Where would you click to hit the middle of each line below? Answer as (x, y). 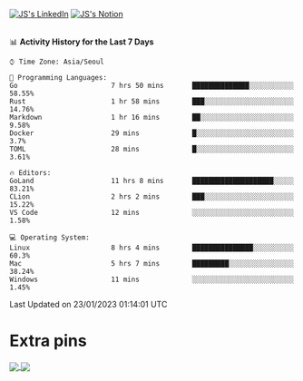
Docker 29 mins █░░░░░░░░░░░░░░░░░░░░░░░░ (152, 133)
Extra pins (49, 341)
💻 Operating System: (50, 238)
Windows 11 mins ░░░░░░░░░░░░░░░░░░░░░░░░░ (152, 279)
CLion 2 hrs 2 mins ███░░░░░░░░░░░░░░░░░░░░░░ (152, 197)
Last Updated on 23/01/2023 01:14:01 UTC (88, 304)
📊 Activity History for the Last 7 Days (82, 42)
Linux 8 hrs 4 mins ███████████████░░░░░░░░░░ (152, 248)
